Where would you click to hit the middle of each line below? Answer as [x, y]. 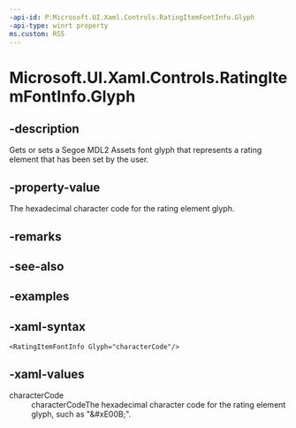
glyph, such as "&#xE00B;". [81, 414]
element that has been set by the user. [79, 159]
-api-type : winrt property [59, 26]
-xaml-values [47, 374]
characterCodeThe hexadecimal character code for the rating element [159, 404]
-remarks [35, 237]
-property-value [55, 187]
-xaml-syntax [48, 327]
